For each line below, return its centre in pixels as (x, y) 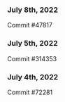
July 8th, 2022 (32, 10)
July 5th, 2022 (32, 44)
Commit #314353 (32, 58)
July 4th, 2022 (33, 77)
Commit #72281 (30, 92)
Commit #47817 (30, 25)
